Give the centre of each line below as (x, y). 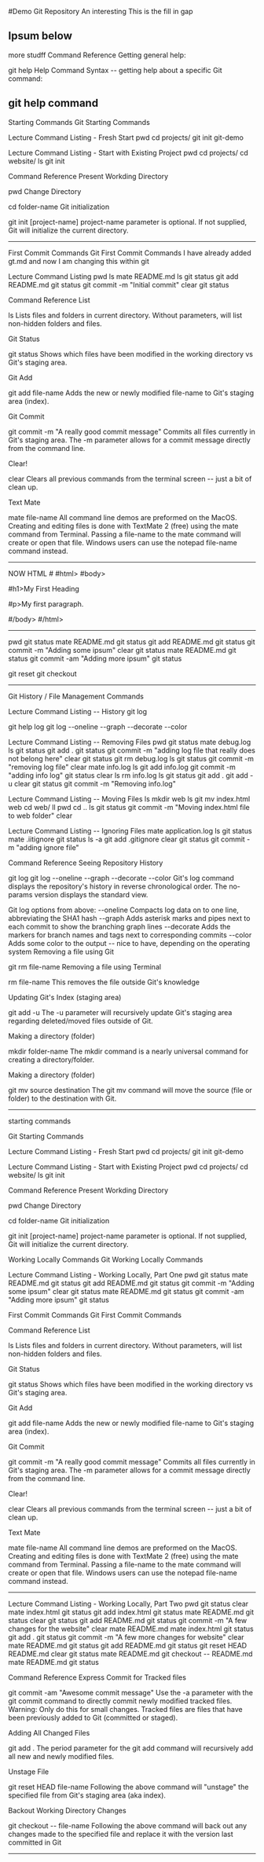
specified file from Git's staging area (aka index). (87, 1795)
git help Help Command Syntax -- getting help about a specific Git (115, 70)
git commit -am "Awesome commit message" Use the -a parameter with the (131, 1692)
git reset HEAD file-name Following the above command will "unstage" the (128, 1787)
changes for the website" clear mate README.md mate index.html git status (131, 1629)
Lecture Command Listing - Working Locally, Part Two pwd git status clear (128, 1604)
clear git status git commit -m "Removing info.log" (95, 783)
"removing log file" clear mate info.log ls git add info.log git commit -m (122, 767)
